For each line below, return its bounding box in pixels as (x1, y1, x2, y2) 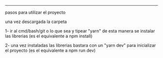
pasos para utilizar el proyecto (5, 10, 65, 15)
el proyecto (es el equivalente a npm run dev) (5, 47, 96, 53)
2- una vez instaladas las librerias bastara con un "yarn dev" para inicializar (5, 43, 156, 48)
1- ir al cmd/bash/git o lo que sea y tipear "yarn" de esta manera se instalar (5, 28, 155, 34)
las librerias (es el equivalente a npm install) (5, 33, 93, 39)
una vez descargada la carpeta (5, 19, 67, 24)
